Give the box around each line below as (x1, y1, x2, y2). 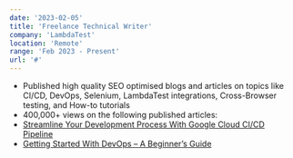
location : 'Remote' (9, 38, 84, 48)
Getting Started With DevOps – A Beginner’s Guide (22, 138, 212, 149)
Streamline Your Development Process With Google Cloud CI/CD (22, 119, 266, 130)
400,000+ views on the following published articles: (22, 110, 218, 120)
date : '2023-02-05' (9, 13, 84, 23)
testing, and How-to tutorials (22, 100, 130, 110)
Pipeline (22, 129, 54, 139)
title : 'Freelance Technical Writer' (9, 22, 153, 31)
